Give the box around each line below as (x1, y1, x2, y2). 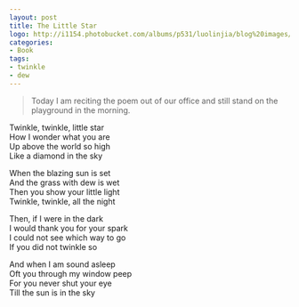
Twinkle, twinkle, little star (9, 122, 105, 133)
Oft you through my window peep (9, 268, 133, 279)
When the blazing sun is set (9, 167, 111, 178)
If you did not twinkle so (9, 241, 98, 252)
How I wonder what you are (9, 131, 110, 142)
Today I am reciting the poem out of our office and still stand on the (30, 95, 279, 106)
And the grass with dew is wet (9, 177, 120, 188)
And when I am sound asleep (9, 259, 116, 270)
